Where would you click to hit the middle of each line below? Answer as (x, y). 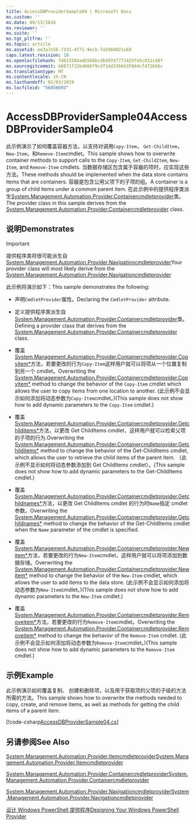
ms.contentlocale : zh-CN (36, 77)
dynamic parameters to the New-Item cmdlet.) (69, 596)
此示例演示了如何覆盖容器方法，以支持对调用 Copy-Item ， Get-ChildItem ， (94, 146)
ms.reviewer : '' (26, 28)
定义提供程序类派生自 (40, 312)
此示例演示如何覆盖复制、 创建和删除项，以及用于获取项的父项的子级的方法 (96, 691)
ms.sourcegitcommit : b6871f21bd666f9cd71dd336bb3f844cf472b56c (85, 66)
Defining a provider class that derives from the (70, 325)
